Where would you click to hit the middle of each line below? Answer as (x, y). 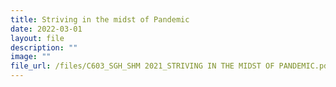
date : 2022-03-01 (46, 29)
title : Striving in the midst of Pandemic (100, 19)
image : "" (31, 57)
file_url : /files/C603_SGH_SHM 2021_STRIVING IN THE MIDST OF (142, 66)
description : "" (44, 47)
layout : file (37, 38)
